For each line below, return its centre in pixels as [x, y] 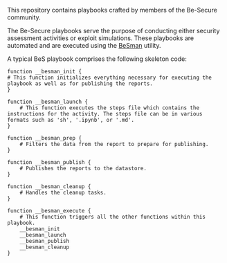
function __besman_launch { [48, 102]
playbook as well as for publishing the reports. [80, 84]
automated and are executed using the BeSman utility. [84, 45]
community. [24, 17]
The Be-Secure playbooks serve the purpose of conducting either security [113, 31]
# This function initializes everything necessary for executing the [110, 78]
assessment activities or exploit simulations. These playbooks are [101, 38]
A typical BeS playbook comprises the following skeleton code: [97, 59]
